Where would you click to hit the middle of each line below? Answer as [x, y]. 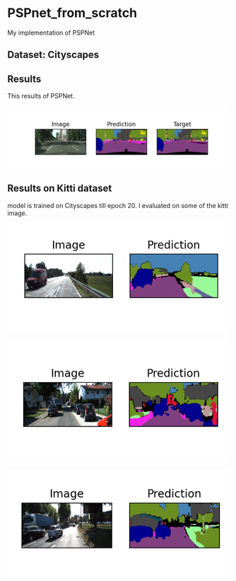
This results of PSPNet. [41, 96]
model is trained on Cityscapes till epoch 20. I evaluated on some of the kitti [118, 205]
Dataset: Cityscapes [53, 55]
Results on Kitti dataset [60, 189]
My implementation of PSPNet [51, 33]
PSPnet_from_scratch [72, 13]
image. [17, 213]
